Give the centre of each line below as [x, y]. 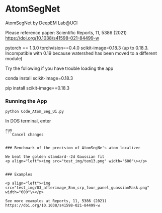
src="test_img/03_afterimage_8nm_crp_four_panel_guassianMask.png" [77, 188]
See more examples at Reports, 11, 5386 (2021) [56, 201]
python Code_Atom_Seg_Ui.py [35, 112]
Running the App [26, 101]
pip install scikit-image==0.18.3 [37, 88]
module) [14, 58]
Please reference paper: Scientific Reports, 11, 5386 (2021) [66, 32]
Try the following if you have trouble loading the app [59, 68]
